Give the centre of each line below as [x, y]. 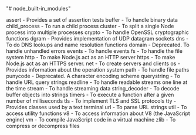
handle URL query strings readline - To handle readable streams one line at [97, 82]
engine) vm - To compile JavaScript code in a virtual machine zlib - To [91, 119]
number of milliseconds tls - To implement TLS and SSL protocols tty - [91, 101]
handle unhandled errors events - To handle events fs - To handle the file [94, 51]
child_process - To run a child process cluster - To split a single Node [90, 26]
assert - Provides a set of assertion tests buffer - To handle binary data [92, 20]
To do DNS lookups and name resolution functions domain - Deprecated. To [98, 45]
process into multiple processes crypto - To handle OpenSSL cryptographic [98, 32]
